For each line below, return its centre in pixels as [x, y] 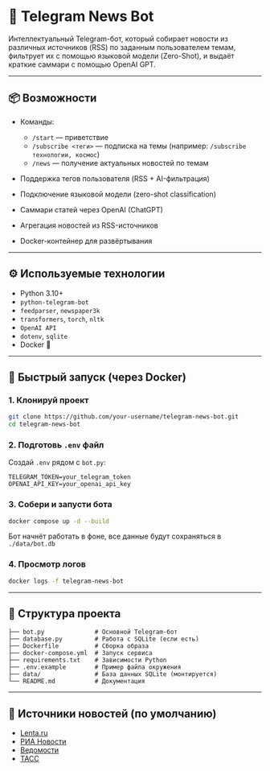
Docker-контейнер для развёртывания [86, 241]
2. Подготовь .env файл [56, 444]
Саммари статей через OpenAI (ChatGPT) [91, 209]
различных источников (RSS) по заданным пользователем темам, [122, 47]
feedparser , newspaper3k [60, 310]
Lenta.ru [34, 733]
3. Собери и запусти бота [60, 505]
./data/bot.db [32, 544]
